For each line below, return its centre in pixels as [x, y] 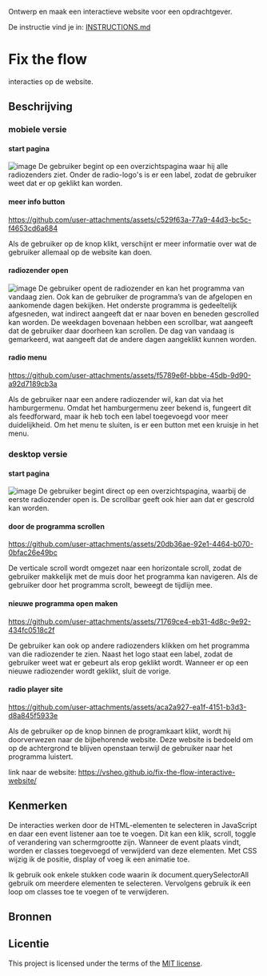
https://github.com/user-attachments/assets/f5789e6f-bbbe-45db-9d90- [130, 376]
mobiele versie [38, 130]
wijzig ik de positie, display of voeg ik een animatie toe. [99, 859]
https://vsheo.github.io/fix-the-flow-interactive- [157, 772]
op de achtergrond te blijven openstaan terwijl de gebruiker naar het [121, 748]
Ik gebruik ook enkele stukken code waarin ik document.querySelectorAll [129, 874]
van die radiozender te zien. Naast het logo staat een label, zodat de [121, 654]
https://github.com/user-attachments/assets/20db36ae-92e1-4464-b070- [131, 544]
